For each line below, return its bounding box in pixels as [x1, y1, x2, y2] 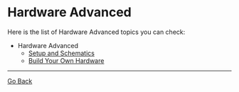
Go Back [7, 76, 33, 85]
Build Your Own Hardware [28, 56, 105, 64]
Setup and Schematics [28, 49, 95, 57]
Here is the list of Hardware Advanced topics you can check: [7, 28, 186, 36]
